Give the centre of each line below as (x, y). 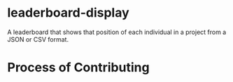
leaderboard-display (68, 13)
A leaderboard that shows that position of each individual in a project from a (117, 32)
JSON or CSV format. (38, 39)
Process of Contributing (78, 68)
